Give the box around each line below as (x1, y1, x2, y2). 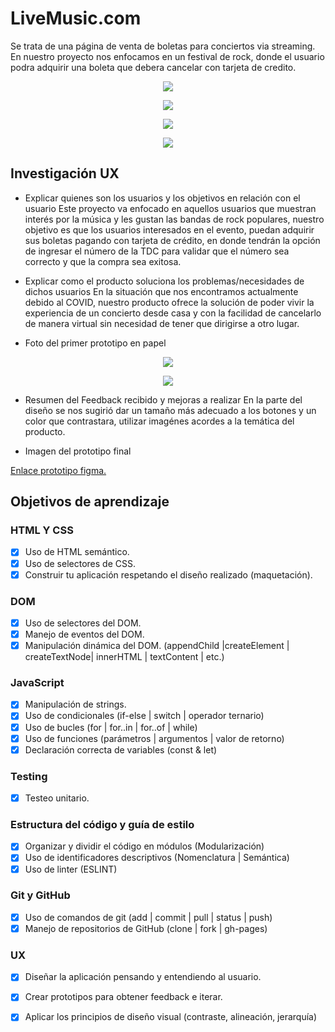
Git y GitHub (10, 888, 71, 902)
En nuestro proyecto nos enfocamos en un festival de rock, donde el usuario (10, 50, 325, 62)
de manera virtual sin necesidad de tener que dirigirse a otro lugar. (24, 317, 300, 329)
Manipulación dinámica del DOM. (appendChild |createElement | (24, 640, 290, 652)
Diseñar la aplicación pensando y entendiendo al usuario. (24, 971, 262, 983)
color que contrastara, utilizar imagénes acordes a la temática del (24, 415, 295, 427)
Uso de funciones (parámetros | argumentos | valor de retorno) (24, 732, 285, 744)
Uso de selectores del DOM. (24, 617, 142, 629)
